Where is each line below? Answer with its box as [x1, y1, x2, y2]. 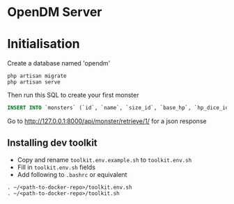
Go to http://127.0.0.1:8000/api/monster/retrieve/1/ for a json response [7, 117, 207, 125]
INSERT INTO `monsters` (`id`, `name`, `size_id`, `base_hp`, [7, 104, 192, 111]
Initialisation [7, 36, 80, 52]
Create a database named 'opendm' [7, 59, 111, 68]
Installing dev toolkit [7, 137, 97, 149]
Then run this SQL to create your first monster [7, 91, 139, 100]
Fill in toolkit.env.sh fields [17, 163, 96, 171]
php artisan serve [7, 79, 61, 86]
